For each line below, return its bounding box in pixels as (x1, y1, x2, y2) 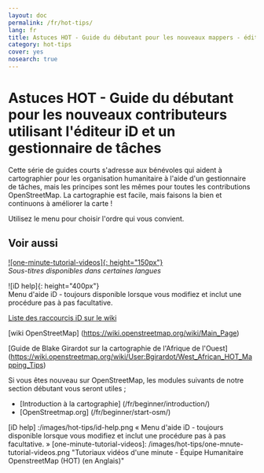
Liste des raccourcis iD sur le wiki (8, 313, 117, 322)
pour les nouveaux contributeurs (8, 106, 228, 124)
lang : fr (8, 26, 37, 34)
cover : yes (8, 48, 44, 56)
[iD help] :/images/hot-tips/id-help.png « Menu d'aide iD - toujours (8, 422, 224, 432)
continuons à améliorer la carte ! (8, 198, 113, 208)
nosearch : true (8, 56, 58, 64)
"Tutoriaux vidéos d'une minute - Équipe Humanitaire (71, 447, 244, 456)
